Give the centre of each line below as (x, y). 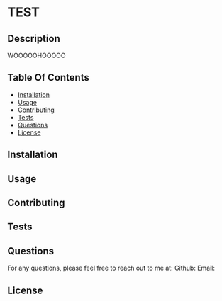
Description (34, 39)
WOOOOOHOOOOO (37, 55)
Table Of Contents (49, 78)
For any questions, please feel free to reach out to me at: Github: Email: (111, 268)
